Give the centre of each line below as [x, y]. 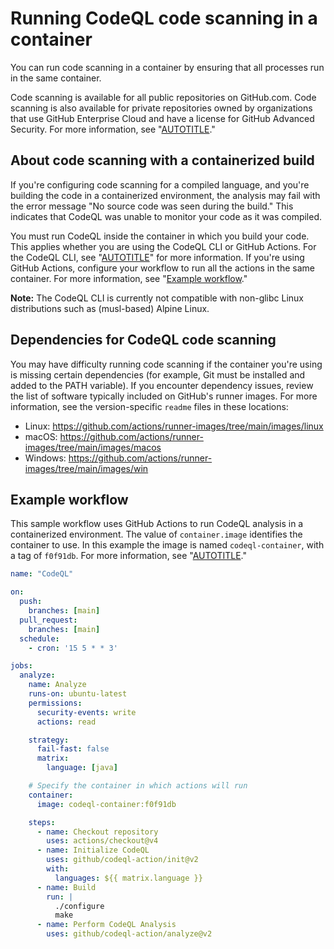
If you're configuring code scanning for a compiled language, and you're [160, 184]
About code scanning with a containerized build [162, 160]
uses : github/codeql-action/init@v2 [122, 860]
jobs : [21, 666]
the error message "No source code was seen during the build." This [152, 206]
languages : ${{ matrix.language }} [128, 878]
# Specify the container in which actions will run [138, 786]
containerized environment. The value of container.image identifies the [156, 534]
